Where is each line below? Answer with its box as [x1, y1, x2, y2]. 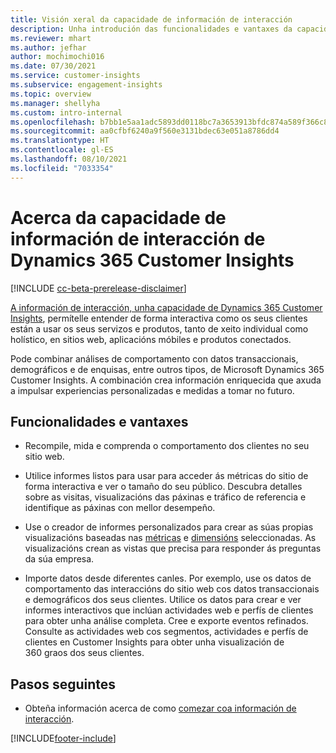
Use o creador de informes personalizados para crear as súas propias [24, 521, 314, 533]
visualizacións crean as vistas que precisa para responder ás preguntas [24, 542, 322, 555]
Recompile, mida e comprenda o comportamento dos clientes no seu [24, 440, 310, 452]
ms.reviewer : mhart [10, 33, 92, 43]
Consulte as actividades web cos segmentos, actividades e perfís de [24, 626, 309, 638]
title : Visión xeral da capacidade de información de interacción [10, 14, 293, 25]
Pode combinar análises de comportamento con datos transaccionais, [10, 352, 299, 365]
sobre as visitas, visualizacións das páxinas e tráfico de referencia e [24, 491, 307, 503]
